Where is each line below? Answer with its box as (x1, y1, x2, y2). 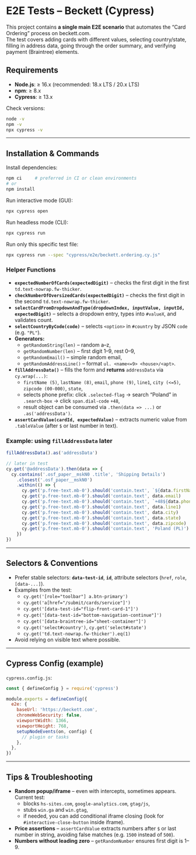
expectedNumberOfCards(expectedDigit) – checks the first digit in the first (14, 279, 190, 286)
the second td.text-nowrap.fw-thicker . (14, 297, 110, 305)
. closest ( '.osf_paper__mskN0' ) (16, 477, 93, 483)
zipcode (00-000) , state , (23, 384, 83, 392)
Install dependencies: (6, 164, 58, 171)
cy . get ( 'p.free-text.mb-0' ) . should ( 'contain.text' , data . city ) (21, 509, 179, 516)
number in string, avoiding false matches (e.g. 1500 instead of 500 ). (14, 831, 175, 838)
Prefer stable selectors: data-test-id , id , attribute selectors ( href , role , (14, 574, 187, 581)
